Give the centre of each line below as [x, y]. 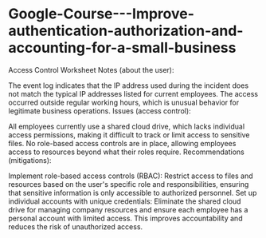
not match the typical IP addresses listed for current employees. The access [133, 93]
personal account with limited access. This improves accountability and [125, 218]
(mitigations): [30, 160]
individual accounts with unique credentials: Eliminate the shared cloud [125, 201]
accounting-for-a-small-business [122, 48]
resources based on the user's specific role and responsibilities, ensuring [129, 184]
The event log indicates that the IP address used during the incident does [129, 85]
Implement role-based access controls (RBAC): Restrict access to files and [131, 176]
